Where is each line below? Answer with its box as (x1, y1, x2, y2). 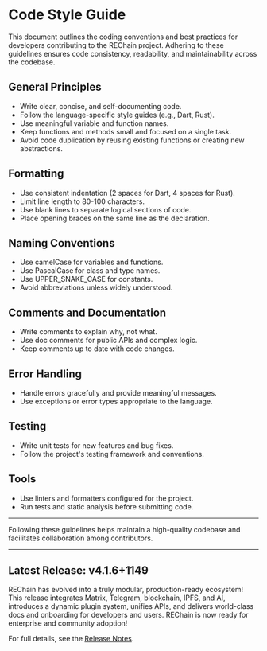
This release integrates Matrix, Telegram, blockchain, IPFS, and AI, (8, 593, 226, 602)
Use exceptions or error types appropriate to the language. (19, 396, 213, 406)
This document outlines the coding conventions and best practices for (8, 32, 238, 41)
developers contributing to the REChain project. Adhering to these (8, 40, 224, 49)
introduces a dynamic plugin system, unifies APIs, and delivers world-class (8, 602, 254, 611)
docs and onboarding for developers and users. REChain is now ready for (8, 610, 249, 620)
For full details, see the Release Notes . (8, 634, 134, 644)
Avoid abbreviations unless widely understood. (19, 283, 173, 292)
